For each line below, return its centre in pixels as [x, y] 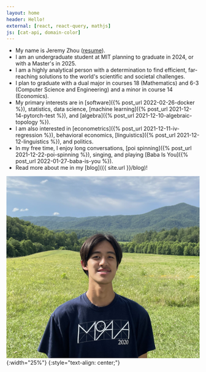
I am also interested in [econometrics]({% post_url [78, 129]
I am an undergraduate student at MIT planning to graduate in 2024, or [105, 57]
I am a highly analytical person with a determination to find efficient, [101, 70]
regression [29, 135]
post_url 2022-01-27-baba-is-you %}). [64, 161]
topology [26, 122]
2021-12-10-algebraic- [164, 116]
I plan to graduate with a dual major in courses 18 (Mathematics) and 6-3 [107, 83]
